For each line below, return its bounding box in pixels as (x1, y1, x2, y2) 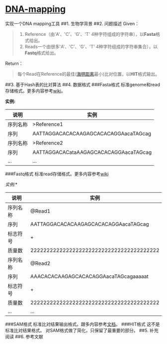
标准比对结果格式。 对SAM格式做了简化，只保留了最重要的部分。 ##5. (5, 327, 149, 333)
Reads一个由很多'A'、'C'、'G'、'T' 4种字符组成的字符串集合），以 (24, 43, 158, 49)
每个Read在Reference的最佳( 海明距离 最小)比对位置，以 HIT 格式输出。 (17, 71, 160, 77)
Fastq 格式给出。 (24, 50, 59, 56)
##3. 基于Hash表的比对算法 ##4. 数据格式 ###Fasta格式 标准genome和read (5, 81, 160, 88)
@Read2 (30, 260, 51, 267)
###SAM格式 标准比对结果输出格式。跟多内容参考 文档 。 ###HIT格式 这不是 (5, 321, 160, 327)
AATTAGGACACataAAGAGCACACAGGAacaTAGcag (32, 148, 152, 155)
